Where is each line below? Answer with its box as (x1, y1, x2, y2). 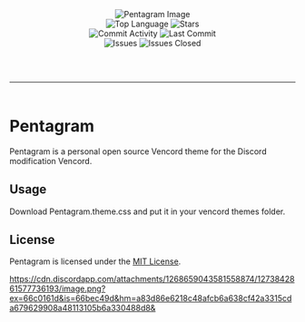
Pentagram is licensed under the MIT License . (9, 256, 182, 267)
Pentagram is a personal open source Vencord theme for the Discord (9, 145, 267, 157)
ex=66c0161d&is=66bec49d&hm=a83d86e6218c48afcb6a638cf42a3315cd (9, 293, 292, 304)
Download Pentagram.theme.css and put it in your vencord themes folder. (9, 206, 286, 217)
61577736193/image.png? (9, 283, 106, 294)
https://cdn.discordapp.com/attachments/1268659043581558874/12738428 (9, 274, 295, 285)
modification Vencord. (9, 155, 93, 166)
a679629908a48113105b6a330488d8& (9, 303, 156, 314)
